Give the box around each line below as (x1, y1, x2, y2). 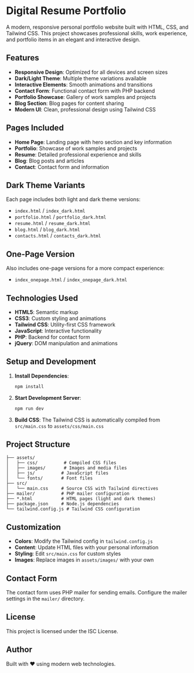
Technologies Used (6, 293, 78, 303)
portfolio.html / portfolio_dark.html (14, 213, 107, 220)
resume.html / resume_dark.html (14, 220, 91, 227)
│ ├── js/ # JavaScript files (6, 470, 109, 476)
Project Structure (6, 439, 70, 449)
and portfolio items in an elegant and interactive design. (6, 36, 141, 43)
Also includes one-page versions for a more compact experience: (6, 265, 165, 272)
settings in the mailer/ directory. (6, 595, 85, 602)
